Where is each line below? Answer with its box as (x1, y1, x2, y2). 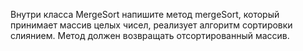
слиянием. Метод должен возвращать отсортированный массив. (10, 30, 290, 41)
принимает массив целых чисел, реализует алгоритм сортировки (10, 19, 293, 31)
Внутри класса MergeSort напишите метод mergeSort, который (10, 9, 280, 20)
